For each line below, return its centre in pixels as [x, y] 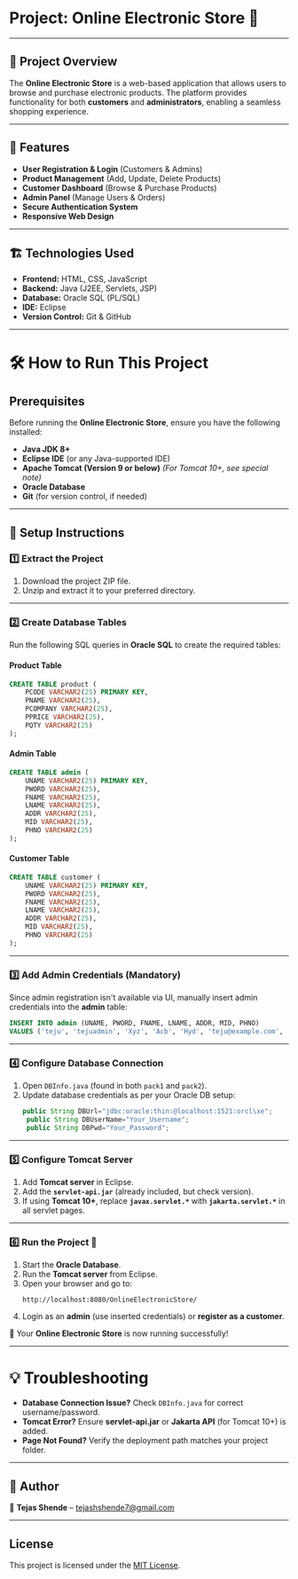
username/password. [61, 1412]
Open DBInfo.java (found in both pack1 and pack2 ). [114, 1086]
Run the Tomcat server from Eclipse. [90, 1274]
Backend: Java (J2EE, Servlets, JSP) [90, 288]
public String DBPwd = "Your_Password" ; [98, 1127]
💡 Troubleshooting [79, 1378]
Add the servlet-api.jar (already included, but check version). [138, 1191]
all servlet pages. [54, 1211]
